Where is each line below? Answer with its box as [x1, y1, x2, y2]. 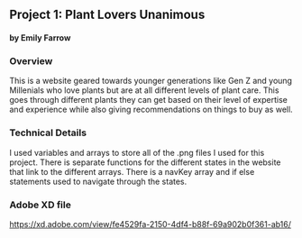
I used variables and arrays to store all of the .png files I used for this [9, 147, 265, 158]
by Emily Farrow [9, 32, 71, 43]
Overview [9, 54, 53, 67]
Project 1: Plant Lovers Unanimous [9, 7, 206, 23]
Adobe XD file [9, 198, 72, 211]
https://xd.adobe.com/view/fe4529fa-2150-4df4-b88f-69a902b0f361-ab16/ [9, 218, 291, 229]
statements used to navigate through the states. [9, 176, 188, 187]
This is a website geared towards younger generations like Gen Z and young [9, 76, 293, 87]
